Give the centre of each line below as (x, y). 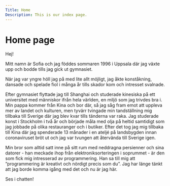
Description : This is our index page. (46, 15)
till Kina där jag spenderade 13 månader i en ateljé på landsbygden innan (81, 132)
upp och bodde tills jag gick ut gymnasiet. (49, 69)
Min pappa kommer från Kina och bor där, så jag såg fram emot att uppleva (84, 105)
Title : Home (18, 10)
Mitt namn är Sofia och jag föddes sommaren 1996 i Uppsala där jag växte (82, 64)
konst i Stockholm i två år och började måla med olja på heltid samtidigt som (85, 122)
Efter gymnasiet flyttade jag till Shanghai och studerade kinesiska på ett (80, 94)
